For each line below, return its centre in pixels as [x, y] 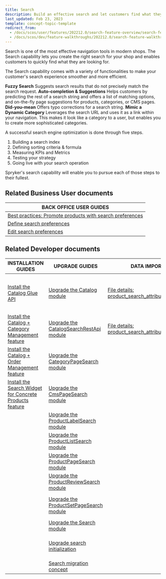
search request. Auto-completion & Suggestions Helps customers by [76, 91]
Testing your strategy [34, 157]
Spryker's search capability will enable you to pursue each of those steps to [83, 172]
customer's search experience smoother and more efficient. [66, 77]
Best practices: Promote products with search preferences [75, 215]
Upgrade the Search [72, 522]
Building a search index [36, 142]
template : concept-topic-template [41, 23]
